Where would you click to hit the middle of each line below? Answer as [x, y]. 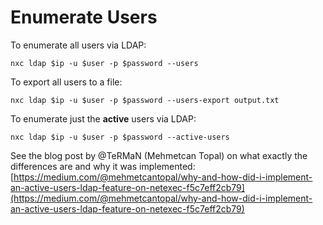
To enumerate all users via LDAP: [78, 45]
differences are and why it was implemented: [103, 166]
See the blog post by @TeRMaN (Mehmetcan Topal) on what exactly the [159, 155]
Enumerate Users [84, 17]
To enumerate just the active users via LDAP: [103, 118]
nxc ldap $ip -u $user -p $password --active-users [120, 137]
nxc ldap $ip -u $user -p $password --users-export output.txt [145, 100]
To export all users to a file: [66, 82]
